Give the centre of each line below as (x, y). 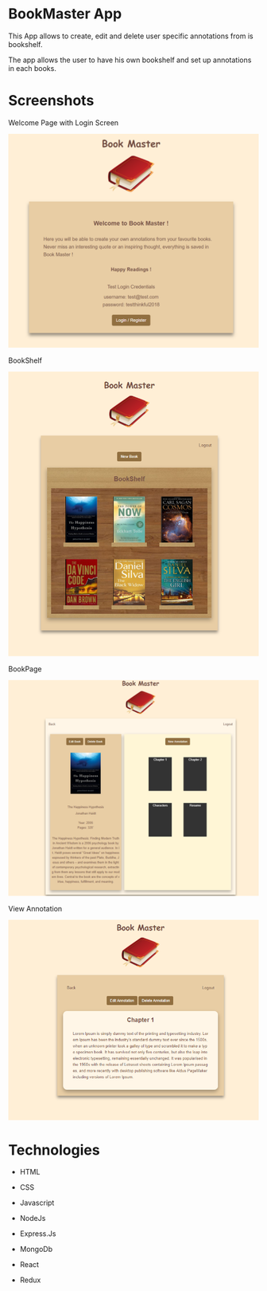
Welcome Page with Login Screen (64, 122)
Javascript (37, 1203)
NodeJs (33, 1218)
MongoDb (36, 1250)
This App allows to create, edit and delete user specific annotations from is (131, 36)
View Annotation (35, 908)
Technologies (54, 1150)
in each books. (33, 68)
